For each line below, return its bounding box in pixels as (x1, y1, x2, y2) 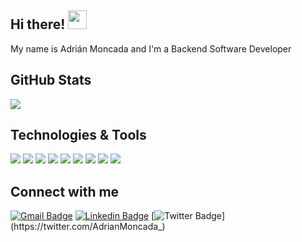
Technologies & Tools (10, 127, 147, 144)
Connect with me (10, 183, 120, 200)
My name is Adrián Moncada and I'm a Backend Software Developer (10, 42, 292, 55)
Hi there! (10, 16, 66, 33)
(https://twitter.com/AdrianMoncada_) (10, 221, 166, 233)
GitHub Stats (10, 72, 92, 89)
